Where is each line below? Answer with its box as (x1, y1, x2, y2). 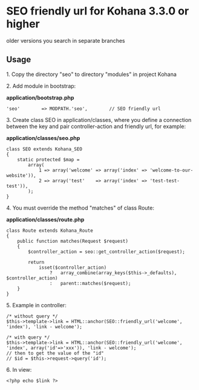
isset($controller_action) (38, 264, 107, 270)
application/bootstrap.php (6, 94, 74, 101)
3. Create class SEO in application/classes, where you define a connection (6, 116, 192, 123)
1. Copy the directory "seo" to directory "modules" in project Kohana (6, 71, 177, 78)
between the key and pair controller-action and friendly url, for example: (6, 123, 186, 130)
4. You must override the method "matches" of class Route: (6, 204, 154, 211)
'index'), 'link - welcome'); (6, 324, 83, 330)
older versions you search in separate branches (6, 37, 125, 44)
